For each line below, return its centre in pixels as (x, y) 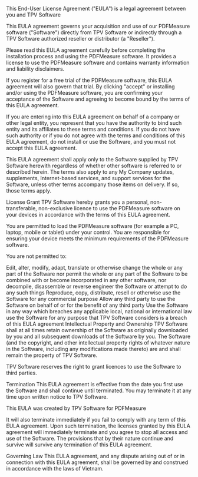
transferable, (22, 208)
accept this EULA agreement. (42, 148)
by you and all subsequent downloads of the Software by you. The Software (98, 336)
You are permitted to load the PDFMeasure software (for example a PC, (93, 226)
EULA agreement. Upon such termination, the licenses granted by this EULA (98, 426)
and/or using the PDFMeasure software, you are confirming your (85, 93)
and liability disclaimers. (35, 69)
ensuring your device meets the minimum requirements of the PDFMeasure (97, 238)
